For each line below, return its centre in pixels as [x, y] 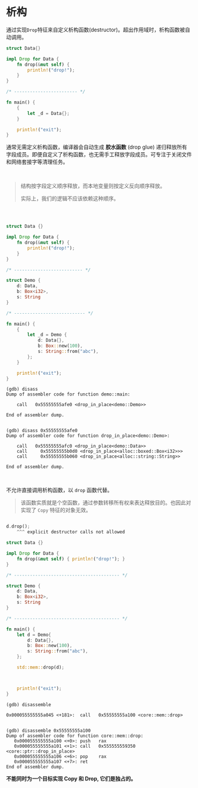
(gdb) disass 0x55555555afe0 [42, 431]
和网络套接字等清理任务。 [37, 162]
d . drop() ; [18, 527]
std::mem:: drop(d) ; [41, 668]
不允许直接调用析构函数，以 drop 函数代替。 [60, 490]
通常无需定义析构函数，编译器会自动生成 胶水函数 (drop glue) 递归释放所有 [97, 147]
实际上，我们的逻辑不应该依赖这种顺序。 [70, 198]
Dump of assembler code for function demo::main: [68, 394]
